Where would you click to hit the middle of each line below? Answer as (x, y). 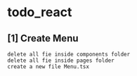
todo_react (40, 12)
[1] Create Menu (43, 38)
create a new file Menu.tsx (48, 67)
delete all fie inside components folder (69, 54)
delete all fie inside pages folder (61, 61)
